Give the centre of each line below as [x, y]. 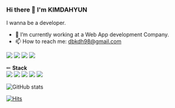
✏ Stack [17, 68]
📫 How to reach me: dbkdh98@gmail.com [68, 41]
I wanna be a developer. [36, 23]
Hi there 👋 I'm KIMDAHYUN [47, 10]
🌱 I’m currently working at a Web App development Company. [92, 35]
